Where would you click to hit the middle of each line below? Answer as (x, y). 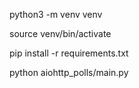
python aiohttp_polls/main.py (69, 72)
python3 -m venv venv (56, 14)
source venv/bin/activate (60, 33)
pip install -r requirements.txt (69, 53)
